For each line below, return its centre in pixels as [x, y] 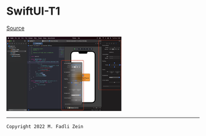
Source [15, 28]
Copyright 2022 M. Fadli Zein [45, 126]
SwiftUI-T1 [33, 11]
